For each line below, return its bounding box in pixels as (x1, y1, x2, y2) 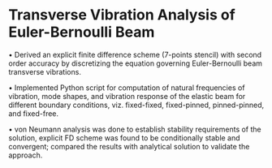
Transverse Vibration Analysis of (8, 6, 235, 24)
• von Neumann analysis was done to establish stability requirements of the (8, 124, 261, 134)
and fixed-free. (8, 108, 59, 118)
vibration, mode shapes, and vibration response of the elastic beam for (8, 91, 246, 101)
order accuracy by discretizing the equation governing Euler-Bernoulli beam (8, 58, 262, 68)
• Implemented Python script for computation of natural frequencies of (8, 83, 245, 93)
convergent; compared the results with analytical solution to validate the (8, 141, 250, 151)
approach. (8, 150, 43, 160)
